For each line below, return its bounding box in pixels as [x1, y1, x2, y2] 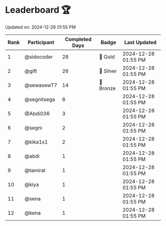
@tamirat [24, 167, 46, 174]
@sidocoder [24, 53, 53, 60]
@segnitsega [24, 96, 55, 103]
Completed [65, 36, 92, 42]
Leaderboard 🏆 [5, 4, 71, 16]
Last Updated [124, 38, 157, 45]
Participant [27, 38, 54, 45]
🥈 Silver [99, 68, 117, 75]
